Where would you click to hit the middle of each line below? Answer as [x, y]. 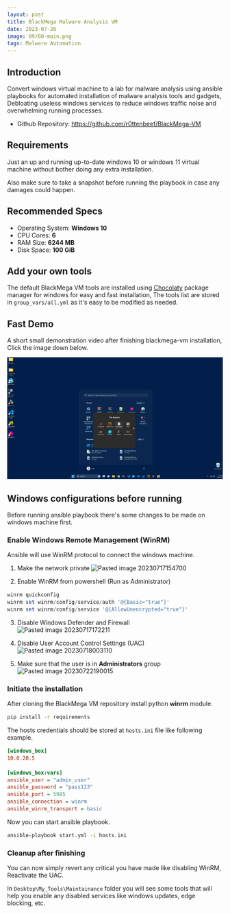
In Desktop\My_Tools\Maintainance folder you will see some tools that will [110, 889]
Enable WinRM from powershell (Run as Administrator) [94, 582]
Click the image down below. [48, 348]
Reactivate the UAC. [35, 876]
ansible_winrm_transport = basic [55, 809]
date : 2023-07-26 [32, 29]
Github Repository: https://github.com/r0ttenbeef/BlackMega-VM [109, 124]
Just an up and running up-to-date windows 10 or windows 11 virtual [103, 162]
